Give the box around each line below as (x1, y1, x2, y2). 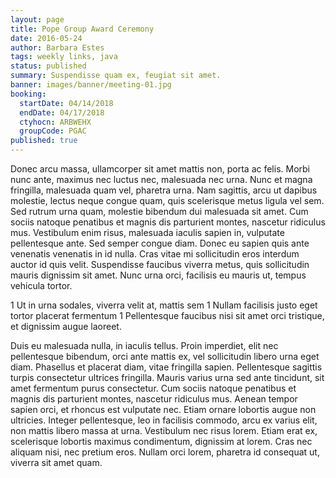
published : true (10, 136, 78, 146)
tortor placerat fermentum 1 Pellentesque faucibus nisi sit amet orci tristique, (10, 310, 325, 321)
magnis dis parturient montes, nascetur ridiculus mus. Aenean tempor (10, 393, 298, 405)
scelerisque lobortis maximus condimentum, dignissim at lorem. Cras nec (10, 436, 313, 447)
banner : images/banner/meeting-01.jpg (10, 80, 172, 90)
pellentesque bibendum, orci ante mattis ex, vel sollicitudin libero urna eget (10, 351, 320, 362)
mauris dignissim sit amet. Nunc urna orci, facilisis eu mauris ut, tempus (10, 269, 307, 281)
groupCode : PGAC (19, 126, 87, 136)
